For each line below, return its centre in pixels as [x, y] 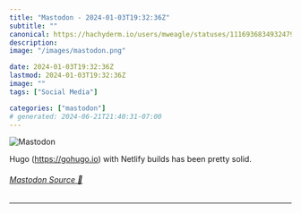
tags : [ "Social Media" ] [54, 92]
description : [34, 43]
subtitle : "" [34, 26]
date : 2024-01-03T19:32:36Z [62, 67]
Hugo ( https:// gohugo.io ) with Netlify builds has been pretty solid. [131, 159]
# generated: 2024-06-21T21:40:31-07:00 [86, 116]
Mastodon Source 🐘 [46, 179]
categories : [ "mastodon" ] [57, 108]
